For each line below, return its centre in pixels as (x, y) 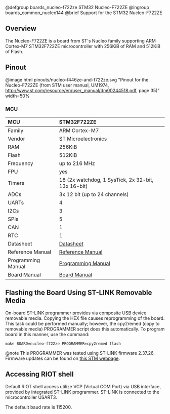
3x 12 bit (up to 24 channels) (94, 194)
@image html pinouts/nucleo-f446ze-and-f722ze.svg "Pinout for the (77, 79)
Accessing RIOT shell (39, 374)
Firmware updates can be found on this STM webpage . (63, 358)
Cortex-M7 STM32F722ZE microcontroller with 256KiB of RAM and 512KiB (83, 46)
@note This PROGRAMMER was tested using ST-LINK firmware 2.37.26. (80, 353)
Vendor (16, 139)
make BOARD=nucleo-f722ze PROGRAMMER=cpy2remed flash (63, 344)
